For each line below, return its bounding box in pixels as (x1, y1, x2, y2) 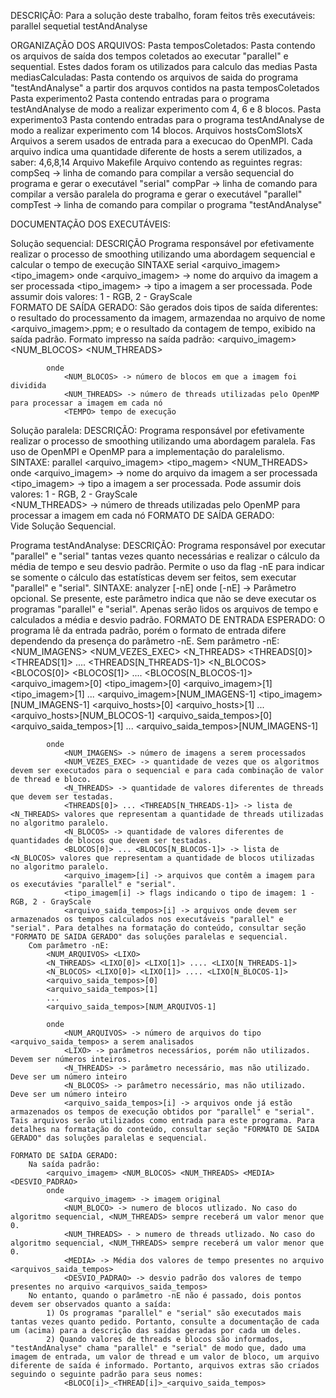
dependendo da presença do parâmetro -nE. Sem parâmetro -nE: (10, 635, 280, 647)
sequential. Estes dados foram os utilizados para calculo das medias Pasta (10, 61, 318, 72)
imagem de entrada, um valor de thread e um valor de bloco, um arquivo (10, 1352, 320, 1362)
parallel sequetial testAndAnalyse (10, 20, 148, 32)
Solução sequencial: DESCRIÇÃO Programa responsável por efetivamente (10, 238, 315, 249)
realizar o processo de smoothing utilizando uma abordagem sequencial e (10, 248, 316, 260)
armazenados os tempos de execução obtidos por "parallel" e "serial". (10, 1107, 315, 1117)
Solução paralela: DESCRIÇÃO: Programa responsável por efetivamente (10, 425, 305, 436)
